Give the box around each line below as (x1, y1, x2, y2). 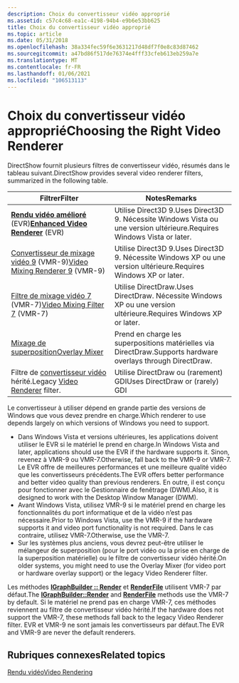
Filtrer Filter (40, 193, 79, 203)
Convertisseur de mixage (11, 248, 95, 258)
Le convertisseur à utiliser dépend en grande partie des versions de (7, 404, 206, 412)
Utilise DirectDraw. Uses (114, 282, 194, 292)
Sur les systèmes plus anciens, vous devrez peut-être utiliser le (17, 539, 204, 548)
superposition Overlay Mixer (11, 347, 104, 357)
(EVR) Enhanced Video (11, 219, 87, 229)
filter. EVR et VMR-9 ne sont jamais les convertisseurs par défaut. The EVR (7, 621, 224, 630)
